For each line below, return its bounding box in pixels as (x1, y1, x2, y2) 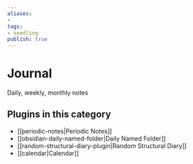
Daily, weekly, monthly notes (7, 89, 88, 97)
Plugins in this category (7, 109, 112, 120)
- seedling (7, 29, 39, 37)
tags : (7, 23, 23, 30)
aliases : (7, 10, 32, 17)
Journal (7, 66, 52, 82)
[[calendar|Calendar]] (17, 149, 79, 157)
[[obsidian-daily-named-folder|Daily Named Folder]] (17, 134, 166, 143)
